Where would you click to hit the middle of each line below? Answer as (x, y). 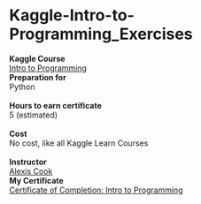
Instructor (28, 162)
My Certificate (36, 180)
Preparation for (38, 77)
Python (22, 87)
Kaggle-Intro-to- (72, 15)
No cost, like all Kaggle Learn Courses (79, 143)
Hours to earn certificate (55, 105)
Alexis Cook (31, 171)
